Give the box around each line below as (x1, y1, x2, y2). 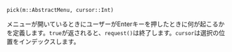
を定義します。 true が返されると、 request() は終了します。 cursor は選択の (6, 29, 219, 37)
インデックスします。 (18, 37, 80, 46)
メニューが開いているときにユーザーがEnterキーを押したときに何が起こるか (6, 20, 225, 28)
